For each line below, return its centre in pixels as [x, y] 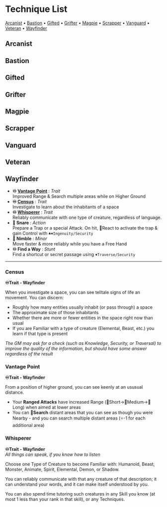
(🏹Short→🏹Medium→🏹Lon [128, 402]
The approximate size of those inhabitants [55, 313]
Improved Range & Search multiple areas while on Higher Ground [79, 196]
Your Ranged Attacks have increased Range [58, 402]
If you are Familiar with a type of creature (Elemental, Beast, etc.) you [83, 329]
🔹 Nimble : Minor [30, 238]
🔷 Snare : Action [29, 223]
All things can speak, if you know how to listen [53, 454]
